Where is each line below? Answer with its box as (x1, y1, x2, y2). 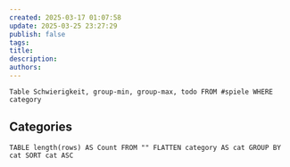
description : (9, 54, 58, 63)
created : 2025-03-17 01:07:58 (9, 13, 122, 22)
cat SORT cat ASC (9, 151, 74, 160)
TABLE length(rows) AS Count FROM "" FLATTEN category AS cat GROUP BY (9, 143, 281, 152)
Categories (9, 120, 73, 135)
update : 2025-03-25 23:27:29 (9, 21, 118, 30)
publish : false (9, 29, 66, 38)
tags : (9, 38, 29, 47)
